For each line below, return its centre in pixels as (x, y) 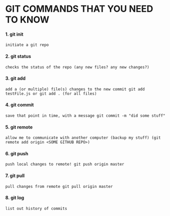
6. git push (17, 153)
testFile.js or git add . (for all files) (51, 93)
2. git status (18, 56)
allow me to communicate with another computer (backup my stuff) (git (83, 138)
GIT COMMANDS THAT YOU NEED (79, 9)
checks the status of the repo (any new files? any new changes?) (77, 67)
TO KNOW (27, 20)
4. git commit (20, 105)
